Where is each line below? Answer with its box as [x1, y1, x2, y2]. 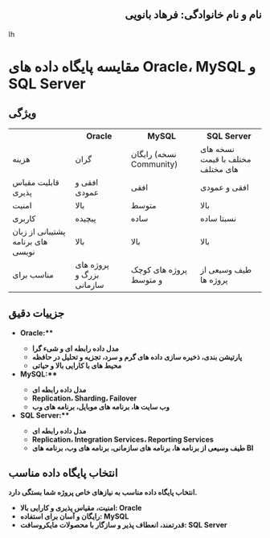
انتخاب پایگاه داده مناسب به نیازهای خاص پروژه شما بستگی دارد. [8, 487, 198, 497]
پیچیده [75, 212, 96, 224]
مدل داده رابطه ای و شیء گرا [31, 343, 119, 353]
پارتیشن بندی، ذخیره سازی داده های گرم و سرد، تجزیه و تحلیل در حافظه [31, 351, 243, 362]
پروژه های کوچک [131, 264, 187, 275]
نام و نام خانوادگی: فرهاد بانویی [124, 8, 262, 22]
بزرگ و [75, 269, 100, 280]
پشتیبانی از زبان [12, 226, 66, 237]
